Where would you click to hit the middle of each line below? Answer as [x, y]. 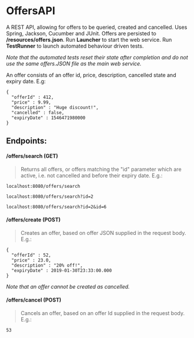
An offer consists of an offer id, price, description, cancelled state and [91, 75]
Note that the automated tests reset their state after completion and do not [97, 57]
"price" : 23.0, [31, 260]
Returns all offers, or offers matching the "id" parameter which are [101, 169]
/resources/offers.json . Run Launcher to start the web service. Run [89, 39]
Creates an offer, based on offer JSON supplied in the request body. [103, 233]
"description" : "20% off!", [47, 265]
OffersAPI [31, 11]
